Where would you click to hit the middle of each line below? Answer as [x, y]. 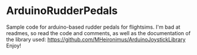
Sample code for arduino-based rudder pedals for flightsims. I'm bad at [93, 27]
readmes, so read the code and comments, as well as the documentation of [99, 33]
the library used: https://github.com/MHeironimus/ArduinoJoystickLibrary [96, 39]
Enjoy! [14, 46]
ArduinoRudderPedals [62, 11]
